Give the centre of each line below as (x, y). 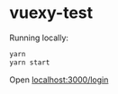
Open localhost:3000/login (59, 80)
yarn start (30, 62)
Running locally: (39, 38)
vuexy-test (51, 13)
